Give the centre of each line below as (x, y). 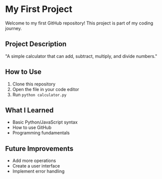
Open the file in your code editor (46, 89)
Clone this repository (34, 84)
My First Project (39, 9)
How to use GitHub (32, 127)
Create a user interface (36, 166)
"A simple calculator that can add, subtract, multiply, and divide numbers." (81, 56)
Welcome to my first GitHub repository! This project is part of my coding (79, 23)
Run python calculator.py (39, 94)
